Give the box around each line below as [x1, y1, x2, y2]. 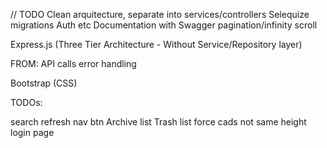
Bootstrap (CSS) [10, 77, 78, 89]
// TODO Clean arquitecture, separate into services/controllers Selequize [10, 9, 310, 20]
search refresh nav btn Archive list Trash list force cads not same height [10, 116, 307, 128]
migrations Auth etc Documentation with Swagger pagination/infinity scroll [10, 19, 318, 31]
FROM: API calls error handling [10, 58, 137, 69]
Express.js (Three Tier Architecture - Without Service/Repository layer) [10, 39, 303, 50]
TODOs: [10, 97, 43, 108]
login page [10, 127, 55, 138]
